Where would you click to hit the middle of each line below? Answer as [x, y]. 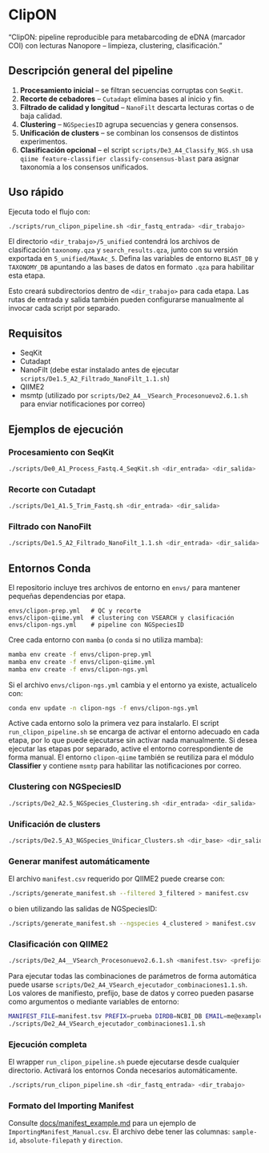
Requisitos [35, 334]
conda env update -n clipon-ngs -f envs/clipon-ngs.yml [103, 708]
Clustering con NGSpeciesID [65, 787]
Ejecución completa [48, 1044]
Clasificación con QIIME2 [58, 943]
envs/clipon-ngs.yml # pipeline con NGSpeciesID [96, 625]
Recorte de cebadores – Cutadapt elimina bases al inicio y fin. [122, 99]
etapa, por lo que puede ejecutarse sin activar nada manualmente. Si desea [133, 740]
